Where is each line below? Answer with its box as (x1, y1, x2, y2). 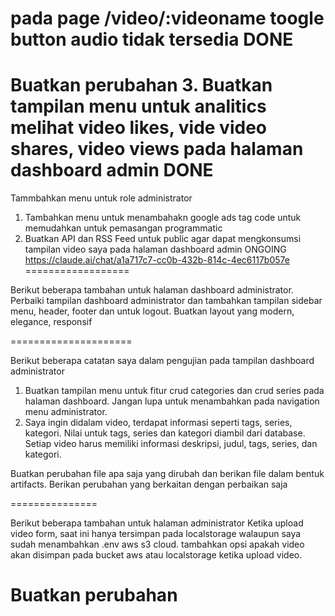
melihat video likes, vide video (10, 117, 267, 139)
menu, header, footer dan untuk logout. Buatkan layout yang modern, (10, 305, 295, 317)
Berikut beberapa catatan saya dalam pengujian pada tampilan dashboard (10, 355, 315, 367)
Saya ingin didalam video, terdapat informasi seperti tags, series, (24, 417, 293, 429)
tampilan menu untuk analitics (10, 95, 267, 118)
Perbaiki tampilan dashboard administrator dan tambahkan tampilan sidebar (10, 295, 323, 307)
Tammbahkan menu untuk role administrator (10, 192, 193, 204)
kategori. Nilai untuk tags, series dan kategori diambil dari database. (24, 427, 306, 439)
